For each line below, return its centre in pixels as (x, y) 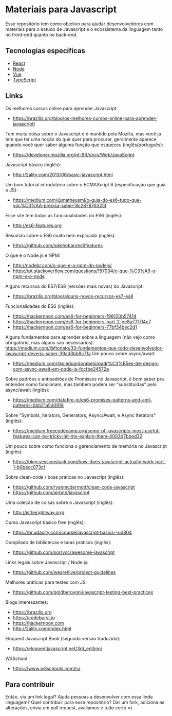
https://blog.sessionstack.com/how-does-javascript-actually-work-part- (89, 461)
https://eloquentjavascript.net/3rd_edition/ (58, 648)
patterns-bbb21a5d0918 (38, 405)
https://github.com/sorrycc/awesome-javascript (64, 552)
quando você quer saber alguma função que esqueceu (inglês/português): (84, 145)
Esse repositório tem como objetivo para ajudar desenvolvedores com (79, 24)
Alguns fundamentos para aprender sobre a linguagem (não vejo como (80, 337)
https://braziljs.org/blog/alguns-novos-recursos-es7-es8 (73, 296)
